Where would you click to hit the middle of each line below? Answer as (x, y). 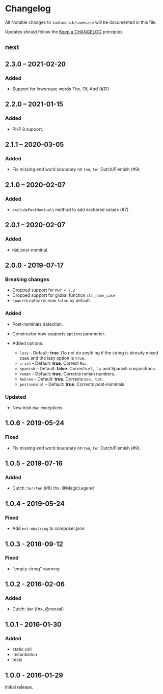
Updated (15, 397)
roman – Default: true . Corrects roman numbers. (67, 374)
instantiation (25, 655)
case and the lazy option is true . (52, 358)
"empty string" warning (36, 569)
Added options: (28, 343)
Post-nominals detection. (38, 324)
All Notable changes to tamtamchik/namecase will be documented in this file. (81, 22)
